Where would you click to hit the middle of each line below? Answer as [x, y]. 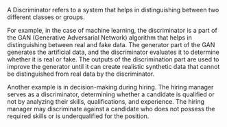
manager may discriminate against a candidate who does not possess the [111, 109]
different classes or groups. [46, 17]
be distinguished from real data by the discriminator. [81, 74]
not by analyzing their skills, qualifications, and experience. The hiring [106, 101]
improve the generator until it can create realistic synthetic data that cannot [113, 67]
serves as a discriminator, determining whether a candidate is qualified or [111, 94]
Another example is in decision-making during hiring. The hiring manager [110, 87]
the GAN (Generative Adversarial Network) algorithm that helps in [99, 38]
